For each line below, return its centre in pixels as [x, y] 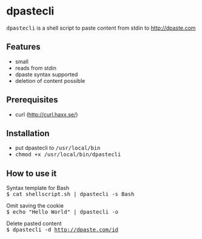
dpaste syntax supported [46, 74]
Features [23, 47]
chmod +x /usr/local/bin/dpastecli [68, 155]
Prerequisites [32, 100]
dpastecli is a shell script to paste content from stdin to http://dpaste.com [101, 28]
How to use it [32, 173]
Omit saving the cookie [35, 206]
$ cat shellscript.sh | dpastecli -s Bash [70, 194]
